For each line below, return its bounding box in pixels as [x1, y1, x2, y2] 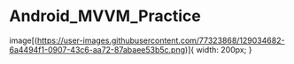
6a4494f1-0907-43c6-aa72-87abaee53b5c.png [9, 44, 186, 54]
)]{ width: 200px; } [184, 44, 252, 54]
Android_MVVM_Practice [9, 6, 201, 26]
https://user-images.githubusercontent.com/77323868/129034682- [36, 35, 285, 46]
